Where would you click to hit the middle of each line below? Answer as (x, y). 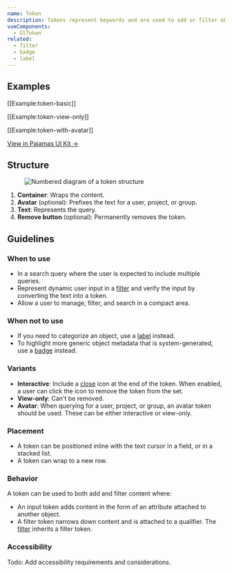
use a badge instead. (47, 350)
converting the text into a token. (62, 296)
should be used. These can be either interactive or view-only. (104, 413)
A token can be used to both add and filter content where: (89, 494)
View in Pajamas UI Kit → (43, 143)
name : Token (24, 13)
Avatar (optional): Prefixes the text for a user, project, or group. (107, 203)
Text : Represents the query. (57, 210)
